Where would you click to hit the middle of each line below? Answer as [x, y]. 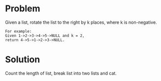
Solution [23, 60]
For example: [18, 31]
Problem [23, 9]
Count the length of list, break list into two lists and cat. [61, 73]
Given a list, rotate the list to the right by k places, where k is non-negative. [81, 22]
